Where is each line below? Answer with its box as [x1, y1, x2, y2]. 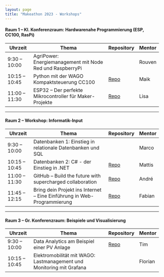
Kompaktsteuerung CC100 [33, 79, 95, 85]
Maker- [77, 93, 95, 99]
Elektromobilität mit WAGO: [33, 252, 96, 259]
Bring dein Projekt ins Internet [33, 186, 102, 193]
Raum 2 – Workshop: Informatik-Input [5, 118, 83, 123]
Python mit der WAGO [33, 73, 84, 79]
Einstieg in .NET [33, 164, 70, 171]
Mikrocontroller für [33, 93, 77, 99]
